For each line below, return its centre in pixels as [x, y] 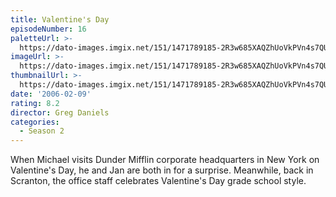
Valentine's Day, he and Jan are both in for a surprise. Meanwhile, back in [162, 170]
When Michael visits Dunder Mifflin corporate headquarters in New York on [165, 160]
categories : [35, 122]
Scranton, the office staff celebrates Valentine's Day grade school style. [158, 181]
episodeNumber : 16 [48, 29]
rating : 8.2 [35, 103]
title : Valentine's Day [60, 19]
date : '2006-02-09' [51, 94]
